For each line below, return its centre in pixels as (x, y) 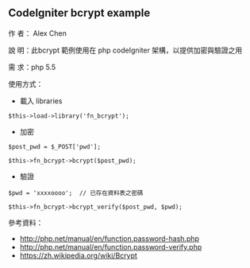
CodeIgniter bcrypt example (79, 13)
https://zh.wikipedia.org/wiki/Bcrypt (78, 255)
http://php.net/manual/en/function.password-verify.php (111, 247)
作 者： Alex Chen (38, 33)
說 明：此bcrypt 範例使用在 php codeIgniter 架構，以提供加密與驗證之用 (125, 50)
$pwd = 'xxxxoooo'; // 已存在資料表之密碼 (76, 193)
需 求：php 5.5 (32, 67)
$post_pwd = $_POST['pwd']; (55, 146)
